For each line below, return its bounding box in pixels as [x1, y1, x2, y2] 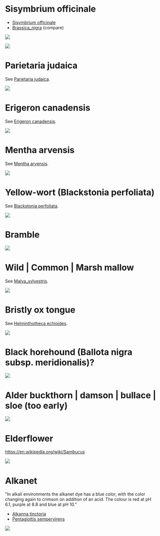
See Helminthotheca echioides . [5, 320, 68, 326]
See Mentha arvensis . [5, 161, 49, 166]
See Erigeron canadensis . [5, 118, 57, 124]
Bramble [5, 229, 40, 240]
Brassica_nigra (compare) [12, 24, 64, 30]
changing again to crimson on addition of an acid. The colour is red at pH [5, 497, 152, 502]
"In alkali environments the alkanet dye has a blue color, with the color [5, 491, 145, 497]
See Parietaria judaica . [5, 76, 50, 82]
